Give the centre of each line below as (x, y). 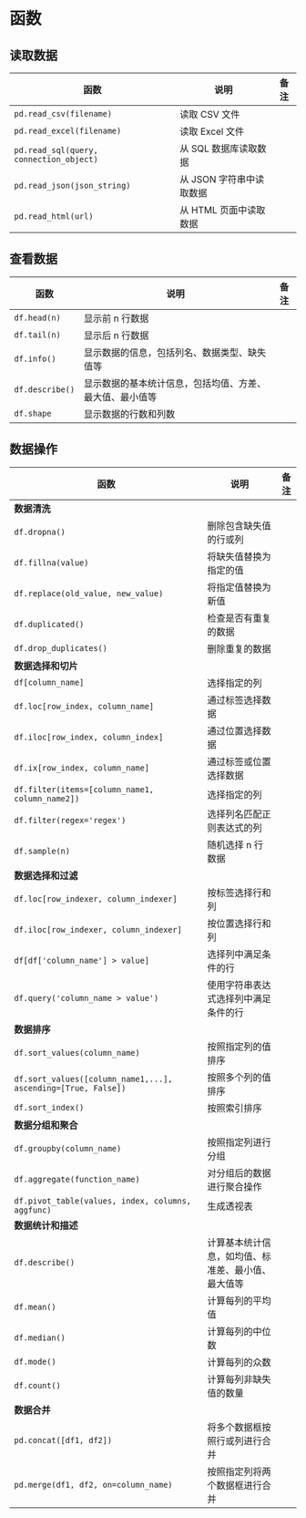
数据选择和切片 (46, 666)
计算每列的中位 (239, 1331)
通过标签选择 (235, 700)
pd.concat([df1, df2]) (63, 1440)
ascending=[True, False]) (70, 1088)
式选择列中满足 (239, 998)
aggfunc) (33, 1210)
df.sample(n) (42, 851)
